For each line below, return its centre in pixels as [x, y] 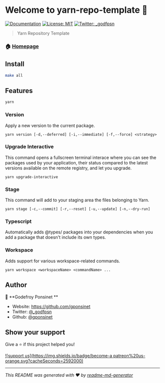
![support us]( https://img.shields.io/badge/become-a [59, 356]
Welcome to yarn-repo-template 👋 [76, 10]
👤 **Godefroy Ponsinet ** [32, 297]
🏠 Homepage [22, 46]
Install [15, 64]
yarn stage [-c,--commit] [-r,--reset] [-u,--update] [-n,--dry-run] [78, 209]
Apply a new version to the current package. [50, 126]
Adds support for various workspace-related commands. [63, 261]
